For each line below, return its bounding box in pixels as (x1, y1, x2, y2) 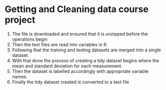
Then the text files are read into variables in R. (12, 41, 108, 47)
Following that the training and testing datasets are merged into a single (12, 47, 161, 53)
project (5, 14, 36, 26)
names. (12, 73, 28, 79)
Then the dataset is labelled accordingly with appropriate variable (12, 68, 149, 74)
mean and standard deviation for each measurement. (12, 63, 123, 69)
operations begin (12, 36, 48, 42)
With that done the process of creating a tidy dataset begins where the (12, 57, 159, 63)
